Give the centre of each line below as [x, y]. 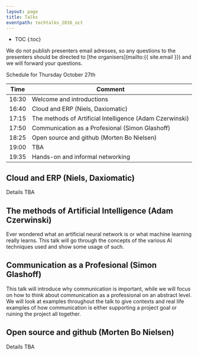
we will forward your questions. [44, 63]
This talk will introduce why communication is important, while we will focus [98, 289]
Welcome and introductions [70, 99]
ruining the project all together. [44, 314]
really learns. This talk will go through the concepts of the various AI [89, 240]
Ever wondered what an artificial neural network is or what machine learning [99, 234]
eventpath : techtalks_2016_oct [45, 22]
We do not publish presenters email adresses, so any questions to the [91, 51]
